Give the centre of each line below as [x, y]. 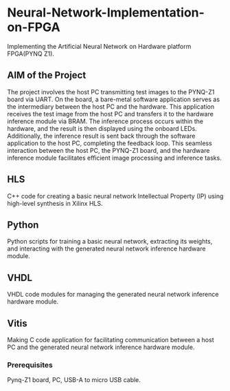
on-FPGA [34, 27]
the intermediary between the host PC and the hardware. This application [111, 106]
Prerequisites [30, 365]
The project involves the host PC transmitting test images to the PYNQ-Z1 [111, 92]
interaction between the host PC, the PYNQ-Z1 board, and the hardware [108, 150]
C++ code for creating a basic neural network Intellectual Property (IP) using [115, 196]
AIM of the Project [47, 75]
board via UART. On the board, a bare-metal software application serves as [114, 99]
